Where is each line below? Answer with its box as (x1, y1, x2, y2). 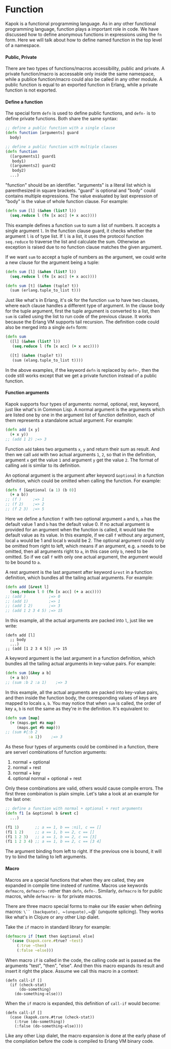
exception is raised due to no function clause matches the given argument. (5, 244, 162, 250)
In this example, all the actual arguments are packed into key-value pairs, (5, 689, 159, 695)
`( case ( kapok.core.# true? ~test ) (10, 939, 83, 944)
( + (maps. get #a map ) (10, 720, 56, 725)
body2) (12, 168, 27, 173)
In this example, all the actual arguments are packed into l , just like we (5, 617, 154, 623)
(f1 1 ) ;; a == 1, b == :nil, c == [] (5, 824, 102, 830)
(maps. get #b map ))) (16, 725, 60, 730)
